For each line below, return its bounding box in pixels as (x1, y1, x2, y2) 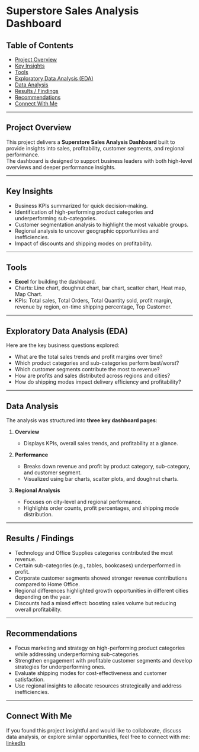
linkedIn (6, 739, 25, 747)
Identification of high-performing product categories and (14, 208, 154, 216)
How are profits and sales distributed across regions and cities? (14, 372, 171, 380)
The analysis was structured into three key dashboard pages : (6, 417, 158, 424)
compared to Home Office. (14, 580, 80, 587)
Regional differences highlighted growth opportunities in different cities (14, 587, 188, 594)
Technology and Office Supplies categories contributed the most (14, 549, 173, 556)
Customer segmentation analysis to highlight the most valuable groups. (14, 221, 189, 228)
